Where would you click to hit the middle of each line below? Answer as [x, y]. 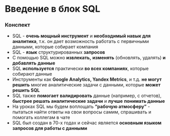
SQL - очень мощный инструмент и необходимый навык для [81, 36]
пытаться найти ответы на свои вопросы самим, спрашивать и [82, 112]
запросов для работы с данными [50, 128]
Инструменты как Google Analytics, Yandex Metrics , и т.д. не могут [87, 79]
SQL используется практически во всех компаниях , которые [80, 69]
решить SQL [26, 90]
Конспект [17, 25]
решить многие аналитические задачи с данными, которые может [86, 85]
